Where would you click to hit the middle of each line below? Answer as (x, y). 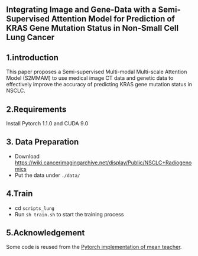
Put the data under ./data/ (47, 175)
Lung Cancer (30, 38)
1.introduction (33, 58)
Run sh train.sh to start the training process (69, 214)
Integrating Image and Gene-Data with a (81, 10)
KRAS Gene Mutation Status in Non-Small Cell (92, 28)
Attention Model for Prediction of (113, 19)
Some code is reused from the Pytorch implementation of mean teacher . (94, 247)
